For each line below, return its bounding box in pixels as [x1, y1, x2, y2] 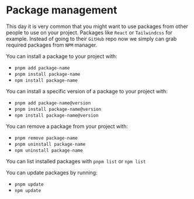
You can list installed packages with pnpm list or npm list [6, 158, 146, 165]
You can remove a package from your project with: [6, 123, 129, 130]
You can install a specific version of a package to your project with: [6, 88, 168, 95]
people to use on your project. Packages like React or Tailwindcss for [6, 29, 173, 36]
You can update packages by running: [6, 169, 98, 176]
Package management [6, 4, 117, 17]
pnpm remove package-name [14, 135, 78, 141]
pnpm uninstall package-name [14, 141, 86, 147]
